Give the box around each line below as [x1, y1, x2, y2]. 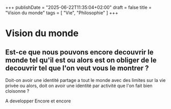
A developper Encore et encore [5, 98, 71, 104]
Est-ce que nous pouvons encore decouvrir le [5, 48, 154, 57]
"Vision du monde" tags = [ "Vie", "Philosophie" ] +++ [5, 10, 118, 16]
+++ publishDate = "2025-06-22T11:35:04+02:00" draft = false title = [5, 5, 152, 10]
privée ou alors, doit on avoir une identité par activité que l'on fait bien [5, 83, 153, 89]
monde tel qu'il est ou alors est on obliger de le [5, 56, 157, 64]
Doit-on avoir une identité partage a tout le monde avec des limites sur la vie [5, 77, 166, 83]
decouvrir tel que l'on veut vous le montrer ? [5, 64, 149, 72]
